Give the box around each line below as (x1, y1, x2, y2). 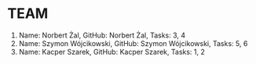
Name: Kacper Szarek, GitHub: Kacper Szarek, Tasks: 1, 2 (18, 47, 206, 56)
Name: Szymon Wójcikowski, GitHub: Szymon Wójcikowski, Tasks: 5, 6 (18, 38, 248, 48)
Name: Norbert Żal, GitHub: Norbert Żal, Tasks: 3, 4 (18, 30, 186, 40)
